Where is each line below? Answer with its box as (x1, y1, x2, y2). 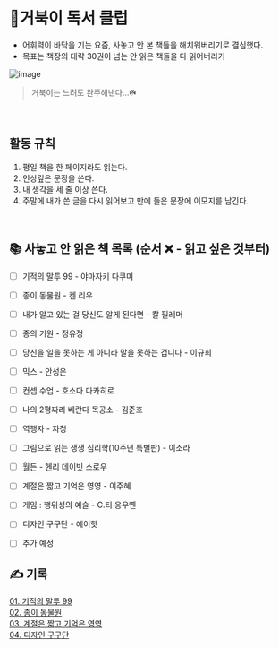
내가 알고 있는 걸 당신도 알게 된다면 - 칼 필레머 (21, 308, 183, 319)
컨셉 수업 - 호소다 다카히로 (21, 384, 114, 395)
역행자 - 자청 (21, 423, 67, 435)
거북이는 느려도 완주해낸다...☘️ (30, 87, 137, 98)
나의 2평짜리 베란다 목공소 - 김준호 (21, 404, 143, 415)
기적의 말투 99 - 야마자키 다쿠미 (21, 271, 134, 281)
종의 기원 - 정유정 (21, 328, 84, 339)
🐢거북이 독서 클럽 (9, 8, 128, 29)
